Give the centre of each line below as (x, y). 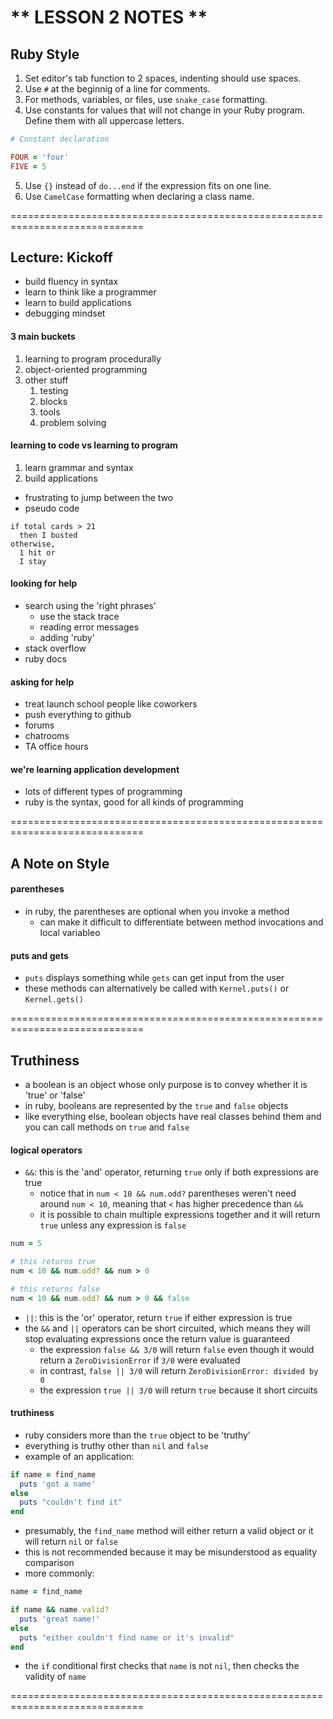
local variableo (70, 933)
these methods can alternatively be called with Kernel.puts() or (157, 988)
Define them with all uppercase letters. (104, 120)
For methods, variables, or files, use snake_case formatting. (146, 99)
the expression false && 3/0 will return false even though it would (177, 1349)
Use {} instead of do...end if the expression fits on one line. (148, 185)
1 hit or (37, 552)
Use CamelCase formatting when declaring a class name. (139, 196)
